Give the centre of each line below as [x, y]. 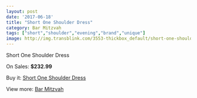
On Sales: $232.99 [29, 66]
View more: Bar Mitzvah [35, 89]
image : [14, 38]
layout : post [22, 11]
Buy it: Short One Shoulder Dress [46, 78]
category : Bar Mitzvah [34, 28]
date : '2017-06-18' [30, 17]
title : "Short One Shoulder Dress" [50, 22]
